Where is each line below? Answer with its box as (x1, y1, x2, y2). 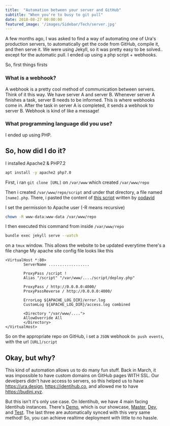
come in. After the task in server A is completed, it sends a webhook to (5, 102, 153, 108)
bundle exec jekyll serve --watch (5, 233, 79, 238)
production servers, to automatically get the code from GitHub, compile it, (5, 41, 160, 47)
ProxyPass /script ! (23, 271, 67, 276)
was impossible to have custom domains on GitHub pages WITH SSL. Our (5, 373, 159, 379)
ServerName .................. (23, 262, 90, 267)
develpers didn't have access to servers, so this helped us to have (5, 378, 144, 384)
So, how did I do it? (5, 147, 66, 155)
